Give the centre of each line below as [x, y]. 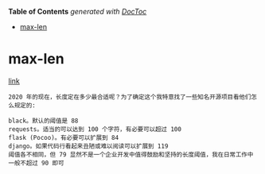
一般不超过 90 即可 [36, 163]
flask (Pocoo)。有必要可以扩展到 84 [64, 137]
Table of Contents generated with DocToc [78, 12]
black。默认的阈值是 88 [43, 121]
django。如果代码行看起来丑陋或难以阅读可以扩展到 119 [88, 146]
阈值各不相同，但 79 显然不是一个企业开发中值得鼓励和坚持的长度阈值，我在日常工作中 [131, 154]
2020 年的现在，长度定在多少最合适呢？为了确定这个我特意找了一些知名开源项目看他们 [130, 97]
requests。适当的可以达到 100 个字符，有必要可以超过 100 [95, 129]
